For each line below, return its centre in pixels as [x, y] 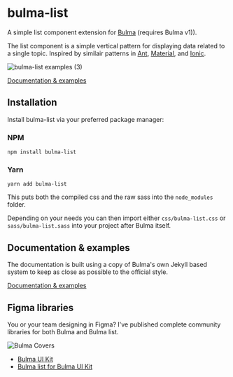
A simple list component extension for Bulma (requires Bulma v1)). [102, 32]
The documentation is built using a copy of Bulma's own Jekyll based [107, 265]
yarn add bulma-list [37, 184]
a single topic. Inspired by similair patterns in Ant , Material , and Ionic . [107, 53]
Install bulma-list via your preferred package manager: [86, 119]
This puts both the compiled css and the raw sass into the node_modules [110, 197]
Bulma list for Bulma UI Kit [55, 366]
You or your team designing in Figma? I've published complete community [114, 324]
